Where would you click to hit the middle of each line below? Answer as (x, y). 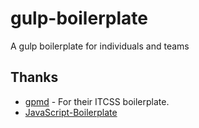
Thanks (34, 77)
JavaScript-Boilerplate (71, 112)
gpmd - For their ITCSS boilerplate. (97, 101)
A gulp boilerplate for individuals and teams (100, 46)
